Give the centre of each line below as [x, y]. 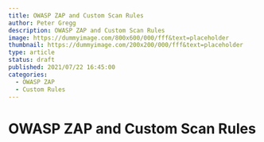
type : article [32, 52]
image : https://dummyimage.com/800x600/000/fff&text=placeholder [118, 38]
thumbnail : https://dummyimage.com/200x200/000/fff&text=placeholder [126, 45]
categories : [28, 75]
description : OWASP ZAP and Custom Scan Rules [87, 30]
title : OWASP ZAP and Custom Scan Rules [76, 15]
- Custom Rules [41, 89]
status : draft [32, 60]
